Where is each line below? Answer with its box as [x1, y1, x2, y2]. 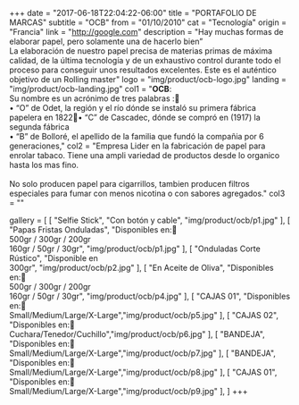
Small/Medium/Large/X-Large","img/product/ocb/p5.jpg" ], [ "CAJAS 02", [9, 310, 279, 320]
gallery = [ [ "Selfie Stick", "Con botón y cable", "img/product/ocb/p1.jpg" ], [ [9, 215, 291, 225]
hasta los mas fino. [9, 160, 79, 170]
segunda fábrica [9, 122, 70, 132]
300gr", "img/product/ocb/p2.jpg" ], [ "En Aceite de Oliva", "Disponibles [9, 263, 274, 273]
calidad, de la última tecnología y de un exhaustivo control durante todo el [9, 55, 281, 65]
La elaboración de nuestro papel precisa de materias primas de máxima [9, 46, 273, 56]
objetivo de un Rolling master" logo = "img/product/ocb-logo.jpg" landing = [9, 74, 287, 84]
